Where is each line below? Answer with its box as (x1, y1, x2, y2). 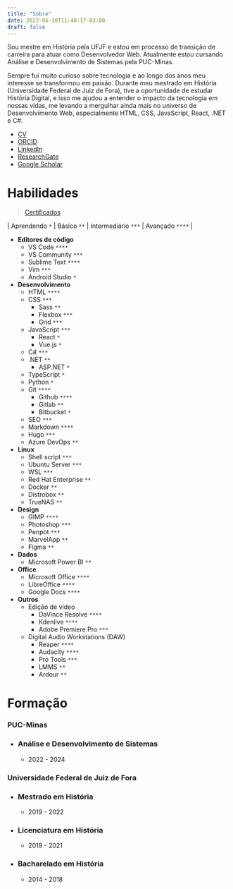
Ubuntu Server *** (27, 460, 82, 469)
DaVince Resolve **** (38, 610, 102, 619)
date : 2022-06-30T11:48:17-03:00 (7, 17, 106, 24)
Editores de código (17, 236, 74, 244)
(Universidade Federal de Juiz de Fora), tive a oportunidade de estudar (7, 86, 213, 95)
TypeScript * (27, 370, 65, 379)
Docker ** (27, 483, 58, 491)
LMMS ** (38, 663, 65, 671)
